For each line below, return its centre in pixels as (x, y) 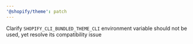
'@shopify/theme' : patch (36, 11)
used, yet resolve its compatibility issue (54, 34)
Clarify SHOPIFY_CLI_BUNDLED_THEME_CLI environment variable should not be (96, 28)
